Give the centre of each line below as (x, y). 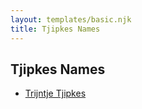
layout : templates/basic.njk (71, 19)
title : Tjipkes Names (55, 29)
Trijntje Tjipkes (55, 93)
